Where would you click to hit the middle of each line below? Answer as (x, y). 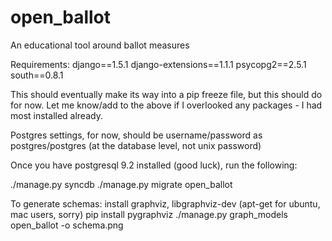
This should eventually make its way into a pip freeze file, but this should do (166, 94)
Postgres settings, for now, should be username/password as (136, 135)
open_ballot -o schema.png (67, 225)
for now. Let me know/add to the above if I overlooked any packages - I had (166, 105)
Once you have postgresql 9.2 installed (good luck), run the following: (154, 165)
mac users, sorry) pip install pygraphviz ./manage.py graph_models (149, 214)
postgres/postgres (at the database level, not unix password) (136, 145)
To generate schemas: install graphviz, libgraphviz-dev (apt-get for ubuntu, (165, 203)
